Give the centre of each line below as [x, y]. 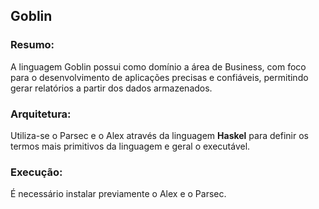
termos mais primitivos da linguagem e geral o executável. [130, 146]
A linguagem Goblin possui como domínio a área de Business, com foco [158, 66]
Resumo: [32, 45]
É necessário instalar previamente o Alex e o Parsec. [118, 194]
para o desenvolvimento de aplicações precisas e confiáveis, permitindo [159, 77]
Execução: [36, 172]
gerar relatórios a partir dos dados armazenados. [111, 88]
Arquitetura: [41, 114]
